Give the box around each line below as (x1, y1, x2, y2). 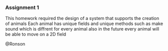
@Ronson (5, 41, 26, 47)
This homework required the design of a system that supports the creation (5, 15, 159, 21)
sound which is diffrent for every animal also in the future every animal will (5, 26, 159, 32)
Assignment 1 (5, 4, 39, 11)
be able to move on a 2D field (5, 31, 66, 37)
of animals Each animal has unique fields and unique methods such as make (5, 20, 163, 26)
